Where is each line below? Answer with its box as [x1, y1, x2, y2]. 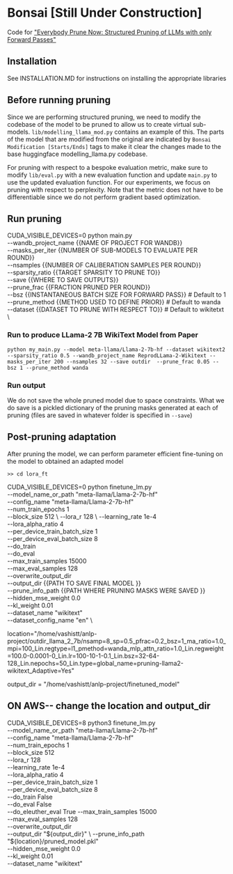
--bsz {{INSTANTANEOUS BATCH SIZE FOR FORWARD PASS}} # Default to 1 [7, 290, 226, 299]
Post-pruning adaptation [7, 431, 117, 443]
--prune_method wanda [25, 364, 89, 371]
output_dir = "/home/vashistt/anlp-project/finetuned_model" [7, 680, 180, 688]
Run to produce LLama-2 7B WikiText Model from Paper [7, 330, 199, 340]
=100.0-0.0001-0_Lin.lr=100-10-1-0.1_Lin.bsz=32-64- [7, 651, 160, 660]
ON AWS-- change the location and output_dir [7, 700, 211, 712]
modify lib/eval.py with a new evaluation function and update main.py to [7, 171, 218, 179]
